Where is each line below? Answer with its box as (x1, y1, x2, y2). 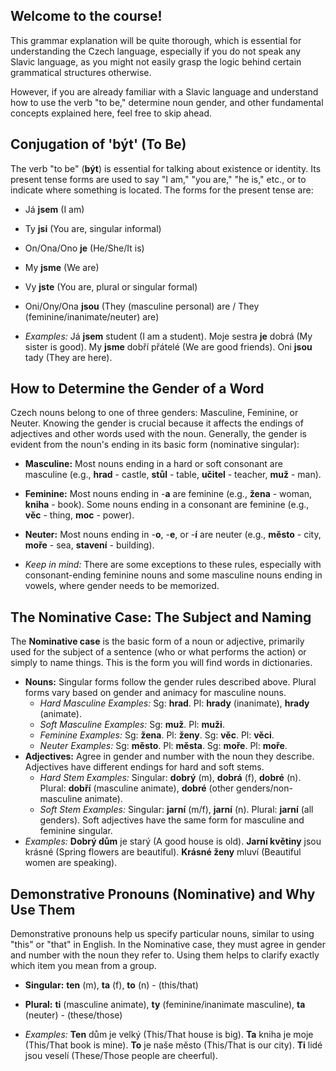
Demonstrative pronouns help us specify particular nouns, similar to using (10, 928, 315, 940)
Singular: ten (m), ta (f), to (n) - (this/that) (24, 979, 199, 991)
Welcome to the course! (10, 8, 163, 25)
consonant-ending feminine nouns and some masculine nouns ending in (24, 569, 323, 581)
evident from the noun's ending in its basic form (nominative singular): (10, 439, 300, 451)
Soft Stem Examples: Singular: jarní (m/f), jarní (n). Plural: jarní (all (39, 804, 314, 816)
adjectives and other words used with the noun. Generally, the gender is (10, 428, 307, 440)
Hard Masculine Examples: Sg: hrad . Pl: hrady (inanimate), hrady (39, 697, 310, 709)
